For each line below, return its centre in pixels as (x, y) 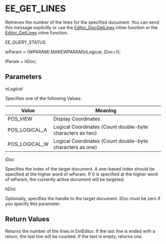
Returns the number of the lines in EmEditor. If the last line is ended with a (80, 231)
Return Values (27, 219)
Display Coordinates (77, 119)
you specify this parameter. (33, 204)
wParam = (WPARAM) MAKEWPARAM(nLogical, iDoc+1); (63, 52)
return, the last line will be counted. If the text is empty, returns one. (74, 236)
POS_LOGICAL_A (27, 130)
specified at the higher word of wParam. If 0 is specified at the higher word (82, 174)
